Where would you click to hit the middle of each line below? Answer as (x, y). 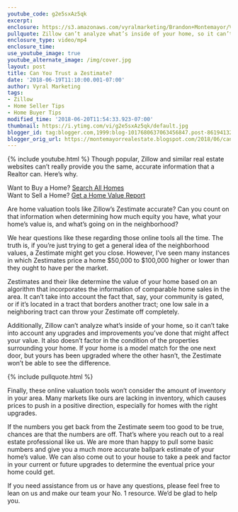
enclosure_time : (31, 47)
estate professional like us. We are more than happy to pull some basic (110, 442)
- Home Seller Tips (36, 106)
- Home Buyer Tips (34, 113)
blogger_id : (25, 132)
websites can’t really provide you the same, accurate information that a (111, 166)
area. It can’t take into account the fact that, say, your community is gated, (116, 297)
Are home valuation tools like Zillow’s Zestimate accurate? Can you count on (118, 209)
